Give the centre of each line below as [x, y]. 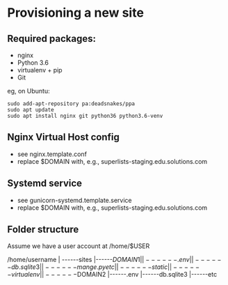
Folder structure [43, 230]
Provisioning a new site [76, 13]
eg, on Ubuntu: [28, 91]
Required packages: [51, 39]
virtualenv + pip [40, 70]
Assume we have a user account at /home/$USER [79, 246]
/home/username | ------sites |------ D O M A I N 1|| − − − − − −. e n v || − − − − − [114, 260]
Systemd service [44, 184]
